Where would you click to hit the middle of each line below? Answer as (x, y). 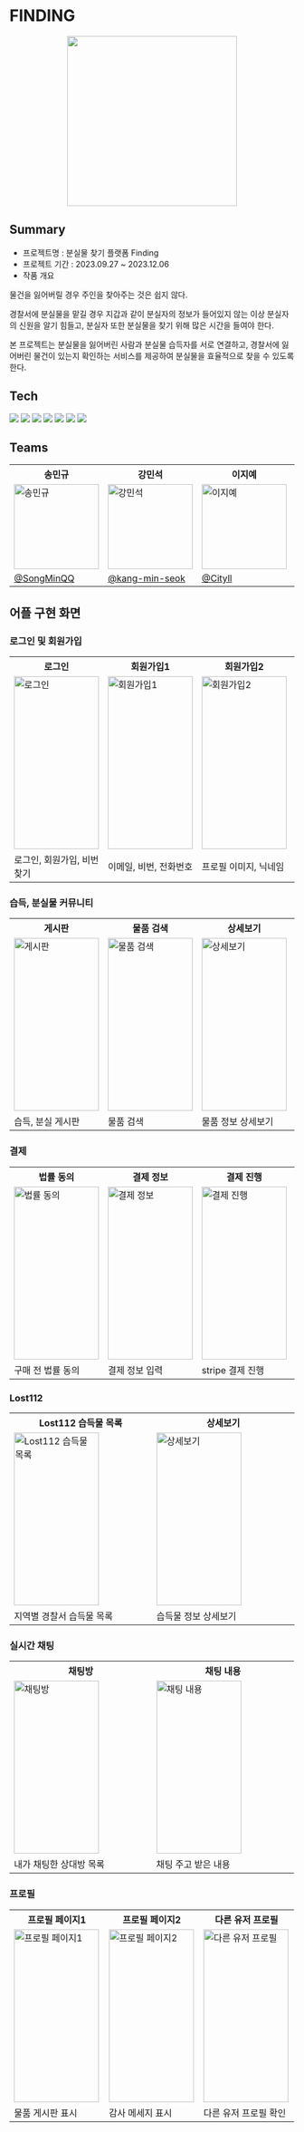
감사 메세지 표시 (140, 2113)
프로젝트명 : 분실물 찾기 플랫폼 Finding (90, 252)
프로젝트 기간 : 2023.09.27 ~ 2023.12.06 (96, 264)
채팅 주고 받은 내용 (193, 1865)
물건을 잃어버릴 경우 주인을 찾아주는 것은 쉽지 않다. (99, 295)
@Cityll (217, 578)
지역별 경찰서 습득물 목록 (63, 1616)
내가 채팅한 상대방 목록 (60, 1865)
